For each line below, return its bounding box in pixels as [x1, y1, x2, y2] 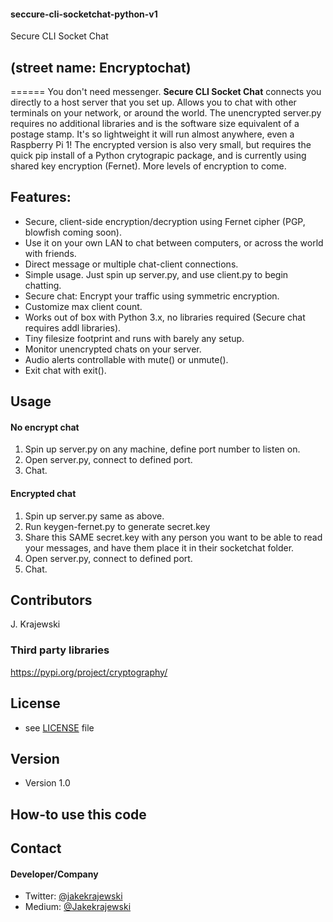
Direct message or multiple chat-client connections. [24, 258, 239, 270]
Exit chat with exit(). [24, 364, 107, 376]
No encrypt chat [10, 421, 80, 433]
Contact [10, 840, 62, 857]
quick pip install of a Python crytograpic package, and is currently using [10, 150, 307, 162]
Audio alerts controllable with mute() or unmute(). [24, 353, 229, 365]
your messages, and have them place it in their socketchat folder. [24, 541, 295, 554]
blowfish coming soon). [24, 226, 122, 238]
